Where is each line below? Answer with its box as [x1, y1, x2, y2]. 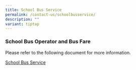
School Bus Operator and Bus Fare [5, 38, 91, 45]
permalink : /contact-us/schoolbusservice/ [5, 12, 96, 17]
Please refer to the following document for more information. [5, 49, 131, 55]
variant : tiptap [5, 21, 39, 27]
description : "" [5, 17, 39, 22]
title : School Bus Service [5, 7, 62, 13]
